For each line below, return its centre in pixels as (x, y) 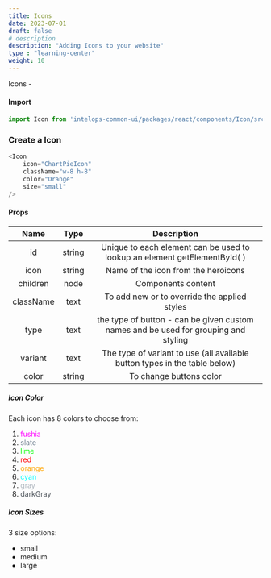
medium (33, 556)
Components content (176, 283)
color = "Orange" (48, 179)
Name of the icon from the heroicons (175, 270)
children (33, 283)
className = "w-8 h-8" (57, 172)
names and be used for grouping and (175, 330)
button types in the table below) (175, 363)
